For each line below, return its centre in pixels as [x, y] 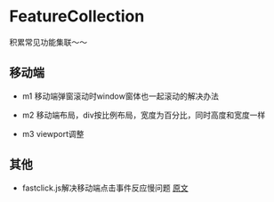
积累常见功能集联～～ [48, 42]
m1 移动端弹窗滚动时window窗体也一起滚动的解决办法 [121, 96]
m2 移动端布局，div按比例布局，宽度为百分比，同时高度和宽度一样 [144, 115]
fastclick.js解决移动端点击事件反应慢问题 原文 [105, 188]
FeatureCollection [77, 16]
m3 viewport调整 [53, 133]
